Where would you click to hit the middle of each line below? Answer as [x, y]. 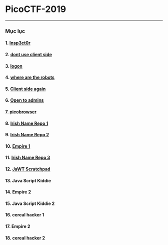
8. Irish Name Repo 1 [27, 123]
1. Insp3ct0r [18, 43]
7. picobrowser [21, 112]
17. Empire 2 [18, 226]
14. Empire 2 [18, 192]
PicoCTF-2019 [36, 9]
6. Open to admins [24, 100]
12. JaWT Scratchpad [28, 169]
